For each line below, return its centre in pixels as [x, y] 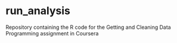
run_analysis [38, 11]
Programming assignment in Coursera [52, 33]
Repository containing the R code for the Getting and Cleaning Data [88, 27]
